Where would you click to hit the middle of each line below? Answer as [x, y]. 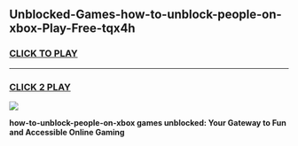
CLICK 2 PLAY [40, 87]
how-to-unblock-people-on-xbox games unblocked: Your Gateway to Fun [148, 122]
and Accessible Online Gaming [67, 132]
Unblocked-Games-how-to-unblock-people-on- [145, 15]
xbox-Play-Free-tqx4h [72, 29]
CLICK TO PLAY [43, 54]
